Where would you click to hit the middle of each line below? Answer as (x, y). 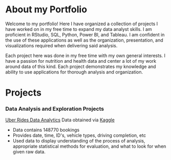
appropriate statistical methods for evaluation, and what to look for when (89, 146)
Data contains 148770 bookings (46, 130)
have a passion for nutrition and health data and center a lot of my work (81, 61)
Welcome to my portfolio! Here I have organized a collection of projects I (82, 24)
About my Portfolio (46, 10)
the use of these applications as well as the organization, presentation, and (84, 40)
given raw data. (29, 152)
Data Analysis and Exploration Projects (55, 109)
